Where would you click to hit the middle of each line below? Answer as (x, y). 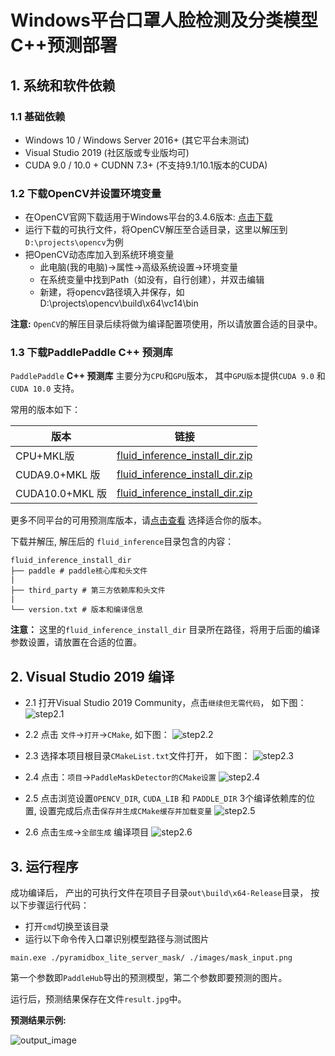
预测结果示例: (38, 1020)
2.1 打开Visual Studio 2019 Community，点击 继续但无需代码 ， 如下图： (165, 703)
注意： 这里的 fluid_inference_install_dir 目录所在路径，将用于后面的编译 (165, 630)
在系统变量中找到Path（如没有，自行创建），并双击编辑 (152, 280)
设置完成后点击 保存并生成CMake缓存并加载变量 (125, 811)
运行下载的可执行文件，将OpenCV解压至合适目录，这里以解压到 (156, 230)
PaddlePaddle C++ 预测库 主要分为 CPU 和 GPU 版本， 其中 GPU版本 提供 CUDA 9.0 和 (168, 376)
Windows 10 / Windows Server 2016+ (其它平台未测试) (137, 140)
